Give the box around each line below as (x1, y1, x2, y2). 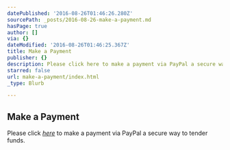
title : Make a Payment (7, 48, 72, 55)
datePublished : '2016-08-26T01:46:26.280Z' (7, 10, 133, 17)
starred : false (7, 67, 51, 74)
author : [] (7, 29, 38, 36)
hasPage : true (7, 22, 48, 29)
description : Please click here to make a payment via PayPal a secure (7, 61, 216, 67)
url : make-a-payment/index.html (7, 73, 99, 80)
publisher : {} (7, 55, 48, 61)
